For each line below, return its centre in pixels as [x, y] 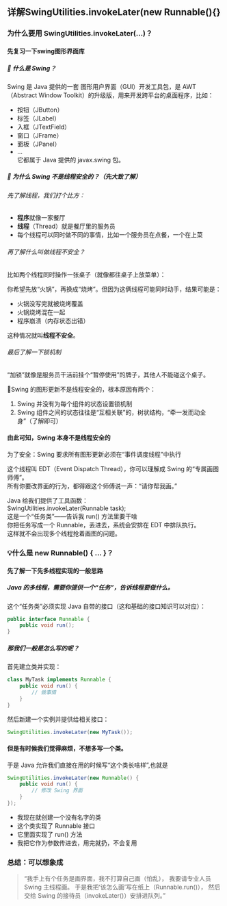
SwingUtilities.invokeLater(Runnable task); [67, 508]
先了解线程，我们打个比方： [46, 195]
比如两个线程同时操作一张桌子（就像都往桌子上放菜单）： [86, 274]
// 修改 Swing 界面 [57, 791]
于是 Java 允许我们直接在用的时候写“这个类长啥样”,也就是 [88, 765]
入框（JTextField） [43, 127]
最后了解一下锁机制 [34, 352]
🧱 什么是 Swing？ [32, 68]
